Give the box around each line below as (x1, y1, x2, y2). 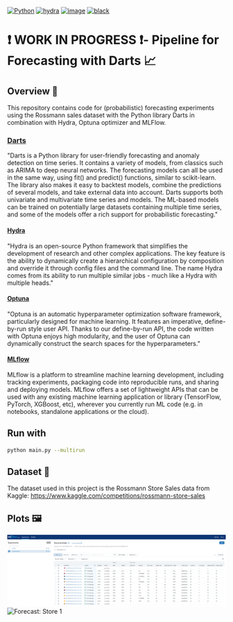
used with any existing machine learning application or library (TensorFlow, (7, 392, 222, 401)
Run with (7, 427, 46, 440)
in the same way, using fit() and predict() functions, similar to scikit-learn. (7, 173, 217, 182)
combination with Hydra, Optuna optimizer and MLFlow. (7, 119, 166, 126)
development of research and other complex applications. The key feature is (7, 249, 225, 257)
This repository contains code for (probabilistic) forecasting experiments (7, 104, 215, 112)
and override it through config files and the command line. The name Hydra (7, 264, 223, 272)
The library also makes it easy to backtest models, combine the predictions (7, 181, 222, 189)
